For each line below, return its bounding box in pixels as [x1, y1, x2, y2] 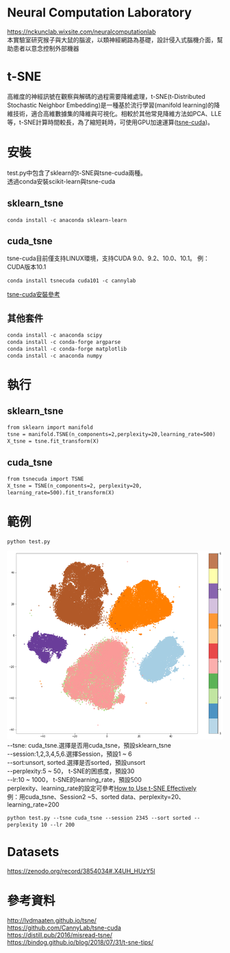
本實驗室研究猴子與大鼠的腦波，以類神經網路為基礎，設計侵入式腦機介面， [7, 36, 217, 44]
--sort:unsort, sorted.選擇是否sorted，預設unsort [7, 758, 146, 766]
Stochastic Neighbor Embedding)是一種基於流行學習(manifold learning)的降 [7, 101, 220, 109]
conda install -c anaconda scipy [7, 332, 103, 339]
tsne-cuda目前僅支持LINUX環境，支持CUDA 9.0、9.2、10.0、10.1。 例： [7, 254, 210, 262]
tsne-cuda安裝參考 [7, 290, 60, 299]
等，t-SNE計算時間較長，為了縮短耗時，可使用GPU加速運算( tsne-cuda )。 [7, 118, 214, 126]
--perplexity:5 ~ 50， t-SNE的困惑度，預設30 [7, 767, 135, 775]
